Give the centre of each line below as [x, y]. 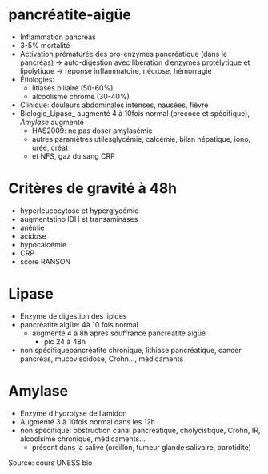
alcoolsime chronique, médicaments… [82, 439]
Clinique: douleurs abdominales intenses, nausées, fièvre [114, 105]
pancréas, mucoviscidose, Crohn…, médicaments [102, 359]
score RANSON [45, 261]
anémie [32, 227]
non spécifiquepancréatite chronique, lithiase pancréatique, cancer [130, 350]
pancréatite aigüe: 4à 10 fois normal [79, 324]
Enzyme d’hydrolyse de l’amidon [73, 413]
